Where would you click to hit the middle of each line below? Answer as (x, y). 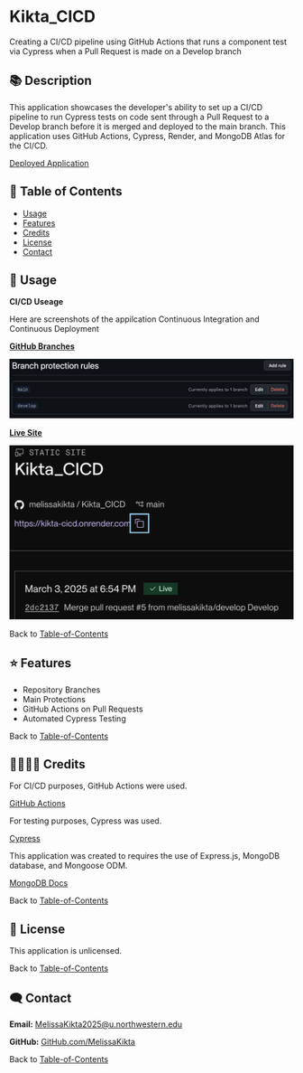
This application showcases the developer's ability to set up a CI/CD (136, 107)
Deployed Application (49, 163)
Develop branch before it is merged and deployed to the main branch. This (148, 126)
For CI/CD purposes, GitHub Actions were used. (98, 786)
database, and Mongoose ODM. (69, 866)
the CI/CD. (28, 146)
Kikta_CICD (53, 17)
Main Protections (54, 699)
